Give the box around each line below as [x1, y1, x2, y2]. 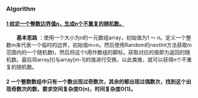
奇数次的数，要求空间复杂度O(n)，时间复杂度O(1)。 [11, 85, 136, 92]
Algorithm [6, 5, 36, 13]
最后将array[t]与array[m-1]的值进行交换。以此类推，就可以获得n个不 [21, 56, 187, 63]
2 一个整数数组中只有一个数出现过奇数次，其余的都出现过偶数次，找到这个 [6, 78, 187, 85]
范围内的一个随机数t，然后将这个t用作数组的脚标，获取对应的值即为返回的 [6, 49, 186, 56]
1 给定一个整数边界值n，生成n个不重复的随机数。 [6, 20, 125, 27]
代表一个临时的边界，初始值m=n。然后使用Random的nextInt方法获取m [21, 42, 192, 49]
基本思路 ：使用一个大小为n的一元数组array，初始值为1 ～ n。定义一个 [16, 34, 187, 41]
